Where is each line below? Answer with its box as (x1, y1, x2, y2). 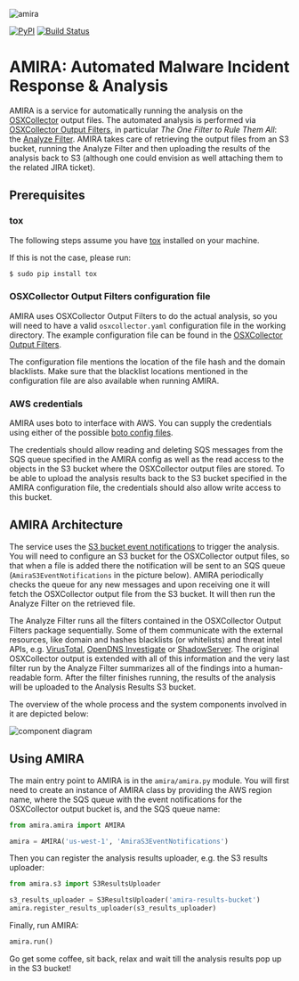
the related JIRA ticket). (9, 161, 96, 173)
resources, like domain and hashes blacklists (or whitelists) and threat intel (9, 634, 283, 645)
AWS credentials (9, 397, 83, 410)
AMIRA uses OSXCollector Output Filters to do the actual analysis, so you (9, 310, 278, 321)
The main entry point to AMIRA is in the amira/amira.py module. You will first (9, 775, 289, 786)
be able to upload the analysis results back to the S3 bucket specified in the (9, 473, 287, 484)
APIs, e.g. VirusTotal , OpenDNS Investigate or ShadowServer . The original (9, 643, 279, 654)
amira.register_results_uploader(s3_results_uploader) (9, 904, 217, 913)
